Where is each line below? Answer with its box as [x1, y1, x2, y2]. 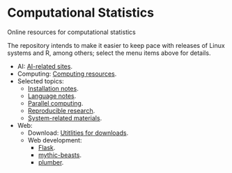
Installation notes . [27, 84, 79, 92]
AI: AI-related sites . [17, 62, 73, 70]
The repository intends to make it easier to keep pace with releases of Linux [7, 41, 225, 49]
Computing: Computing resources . [17, 69, 117, 78]
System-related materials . [27, 113, 102, 122]
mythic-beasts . [38, 151, 82, 159]
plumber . [38, 158, 64, 166]
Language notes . [27, 92, 77, 100]
